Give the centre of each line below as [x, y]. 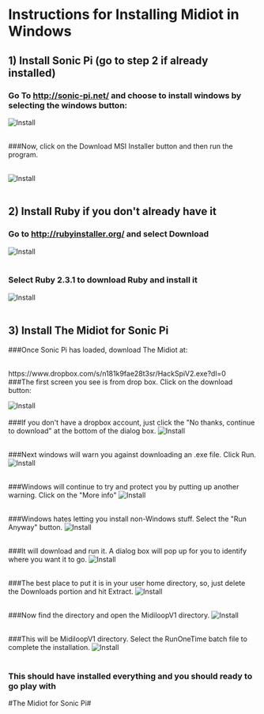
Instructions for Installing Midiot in [124, 15]
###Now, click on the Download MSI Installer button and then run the [121, 146]
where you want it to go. [48, 559]
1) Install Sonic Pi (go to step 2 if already [108, 60]
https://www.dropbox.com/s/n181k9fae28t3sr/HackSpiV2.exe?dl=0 [117, 373]
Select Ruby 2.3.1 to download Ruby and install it [103, 280]
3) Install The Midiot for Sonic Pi [89, 331]
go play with [32, 686]
